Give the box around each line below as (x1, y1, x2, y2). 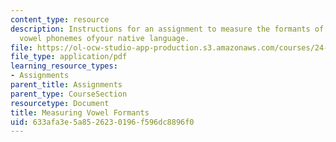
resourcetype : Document (10, 98, 110, 108)
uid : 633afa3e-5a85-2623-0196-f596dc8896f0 (10, 117, 195, 127)
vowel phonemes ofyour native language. (19, 33, 190, 43)
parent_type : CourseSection (10, 89, 128, 99)
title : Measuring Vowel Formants (10, 107, 150, 118)
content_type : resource (10, 14, 110, 25)
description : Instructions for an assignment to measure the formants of (10, 24, 325, 34)
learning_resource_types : (10, 61, 118, 71)
